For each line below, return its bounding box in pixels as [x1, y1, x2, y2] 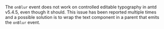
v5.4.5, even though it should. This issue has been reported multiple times [5, 9, 157, 15]
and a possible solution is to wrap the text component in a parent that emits [5, 14, 160, 20]
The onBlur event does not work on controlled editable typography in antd [5, 4, 157, 10]
